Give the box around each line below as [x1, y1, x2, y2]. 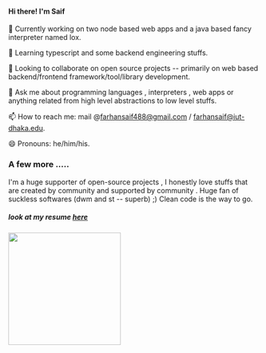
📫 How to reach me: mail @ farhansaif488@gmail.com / [8, 112, 192, 121]
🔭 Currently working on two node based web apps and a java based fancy [8, 24, 252, 34]
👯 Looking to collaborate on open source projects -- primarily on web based [8, 64, 259, 73]
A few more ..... [8, 159, 69, 170]
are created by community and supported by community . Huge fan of [8, 185, 239, 195]
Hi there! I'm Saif [8, 6, 66, 16]
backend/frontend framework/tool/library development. [8, 72, 190, 81]
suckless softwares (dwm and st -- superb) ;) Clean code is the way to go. [8, 194, 253, 204]
